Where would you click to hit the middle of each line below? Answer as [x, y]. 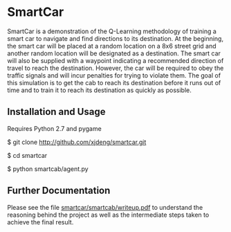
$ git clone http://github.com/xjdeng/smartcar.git [77, 142]
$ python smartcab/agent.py [48, 169]
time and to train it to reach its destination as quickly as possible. [99, 90]
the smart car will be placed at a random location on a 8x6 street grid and [112, 46]
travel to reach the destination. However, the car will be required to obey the [115, 68]
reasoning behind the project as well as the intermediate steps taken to [108, 215]
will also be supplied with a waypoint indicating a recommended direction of [115, 60]
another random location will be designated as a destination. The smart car [114, 53]
